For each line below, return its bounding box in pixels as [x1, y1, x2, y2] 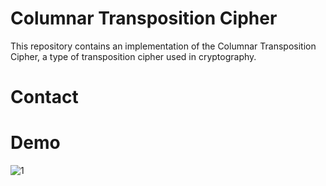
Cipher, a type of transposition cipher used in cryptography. [10, 50, 257, 62]
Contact [10, 86, 79, 109]
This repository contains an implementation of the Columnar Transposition [10, 40, 317, 52]
